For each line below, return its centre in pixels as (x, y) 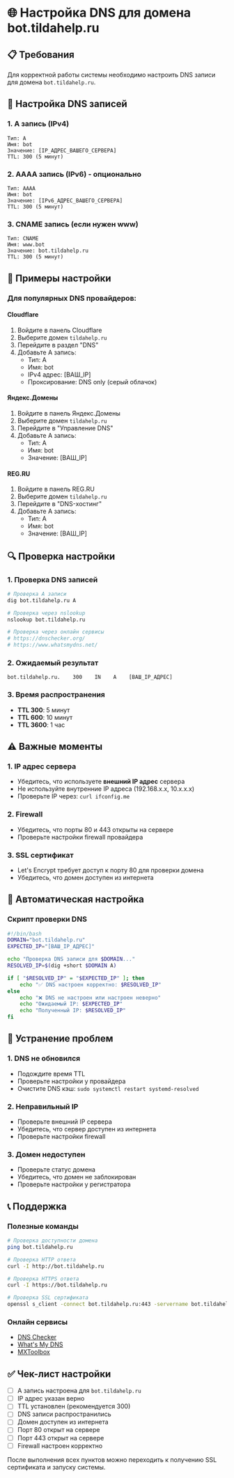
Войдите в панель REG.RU (56, 489)
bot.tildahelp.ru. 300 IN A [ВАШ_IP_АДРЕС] (90, 677)
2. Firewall (25, 815)
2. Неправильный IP (43, 1106)
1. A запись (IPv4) (38, 124)
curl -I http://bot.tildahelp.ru (56, 1266)
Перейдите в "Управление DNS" (65, 428)
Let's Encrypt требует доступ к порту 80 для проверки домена (110, 870)
